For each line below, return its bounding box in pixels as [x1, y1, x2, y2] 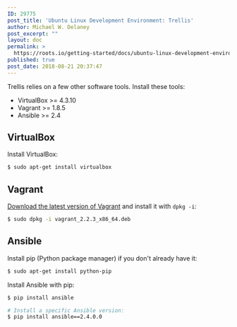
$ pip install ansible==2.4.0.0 [7, 314, 102, 321]
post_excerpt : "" [7, 30, 59, 37]
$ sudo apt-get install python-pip [7, 268, 112, 275]
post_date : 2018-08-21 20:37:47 [7, 63, 102, 70]
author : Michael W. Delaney [7, 23, 90, 30]
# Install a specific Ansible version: [7, 307, 125, 314]
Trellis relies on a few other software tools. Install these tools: [7, 82, 186, 90]
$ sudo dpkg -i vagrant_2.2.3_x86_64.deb [7, 216, 131, 223]
